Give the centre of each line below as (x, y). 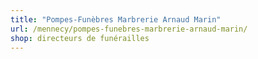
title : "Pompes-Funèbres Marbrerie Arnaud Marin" (116, 19)
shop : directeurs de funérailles (80, 38)
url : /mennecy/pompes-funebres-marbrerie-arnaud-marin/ (129, 29)
